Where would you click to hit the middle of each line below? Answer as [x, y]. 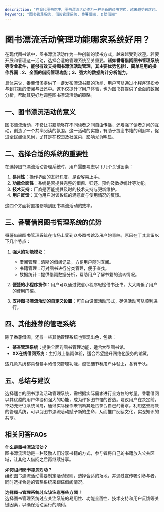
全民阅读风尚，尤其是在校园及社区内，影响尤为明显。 [62, 137]
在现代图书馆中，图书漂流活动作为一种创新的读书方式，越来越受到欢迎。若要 [82, 54]
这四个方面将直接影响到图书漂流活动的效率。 [50, 206]
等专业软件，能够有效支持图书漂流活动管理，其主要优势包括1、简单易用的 [79, 66]
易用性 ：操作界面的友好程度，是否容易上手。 [57, 177]
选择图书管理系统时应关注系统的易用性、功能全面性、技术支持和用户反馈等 [80, 498]
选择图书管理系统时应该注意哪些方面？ [43, 492]
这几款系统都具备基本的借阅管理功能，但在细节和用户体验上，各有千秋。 [78, 363]
